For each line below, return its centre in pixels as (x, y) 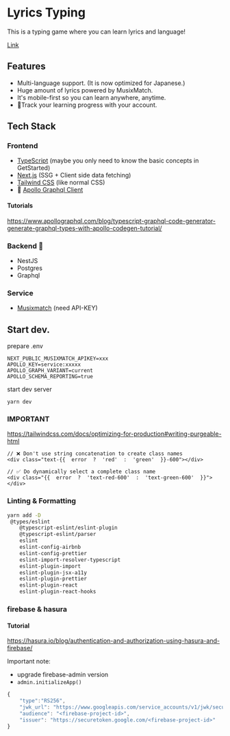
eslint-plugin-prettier (53, 579)
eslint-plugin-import (50, 566)
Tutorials (20, 206)
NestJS (27, 260)
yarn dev (20, 402)
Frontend (23, 146)
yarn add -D (24, 515)
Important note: (29, 661)
